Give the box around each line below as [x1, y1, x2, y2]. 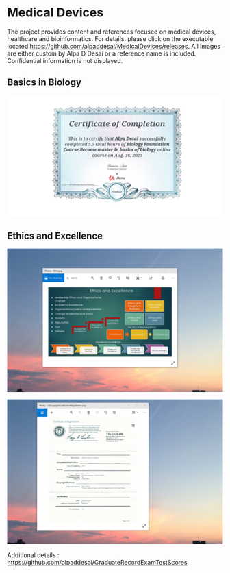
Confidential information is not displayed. [7, 56, 123, 64]
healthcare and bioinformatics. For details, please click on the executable [7, 34, 214, 42]
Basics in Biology [7, 77, 82, 88]
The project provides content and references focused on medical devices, [7, 27, 216, 36]
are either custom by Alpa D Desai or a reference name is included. [7, 49, 196, 58]
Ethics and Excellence [7, 230, 103, 241]
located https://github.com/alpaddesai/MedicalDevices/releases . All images [7, 42, 221, 50]
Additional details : [7, 550, 60, 559]
